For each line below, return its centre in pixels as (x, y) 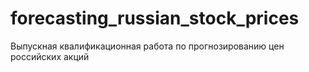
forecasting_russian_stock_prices (155, 18)
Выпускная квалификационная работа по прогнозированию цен (147, 46)
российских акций (50, 56)
